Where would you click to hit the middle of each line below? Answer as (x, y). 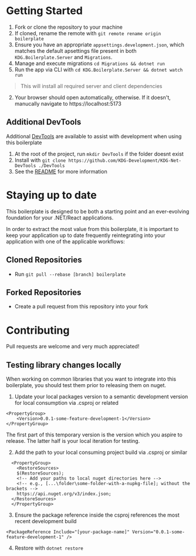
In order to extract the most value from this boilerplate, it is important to (92, 229)
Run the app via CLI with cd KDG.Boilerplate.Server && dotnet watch (99, 69)
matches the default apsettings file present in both (75, 50)
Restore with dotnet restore (49, 548)
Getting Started (45, 11)
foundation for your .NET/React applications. (60, 218)
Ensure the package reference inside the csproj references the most (97, 515)
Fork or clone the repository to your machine (69, 27)
